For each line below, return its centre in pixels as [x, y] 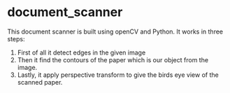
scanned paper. [40, 82]
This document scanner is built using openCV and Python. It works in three [115, 31]
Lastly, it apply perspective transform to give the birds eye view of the [118, 75]
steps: [16, 38]
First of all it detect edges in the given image [81, 52]
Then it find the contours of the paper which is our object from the [113, 59]
